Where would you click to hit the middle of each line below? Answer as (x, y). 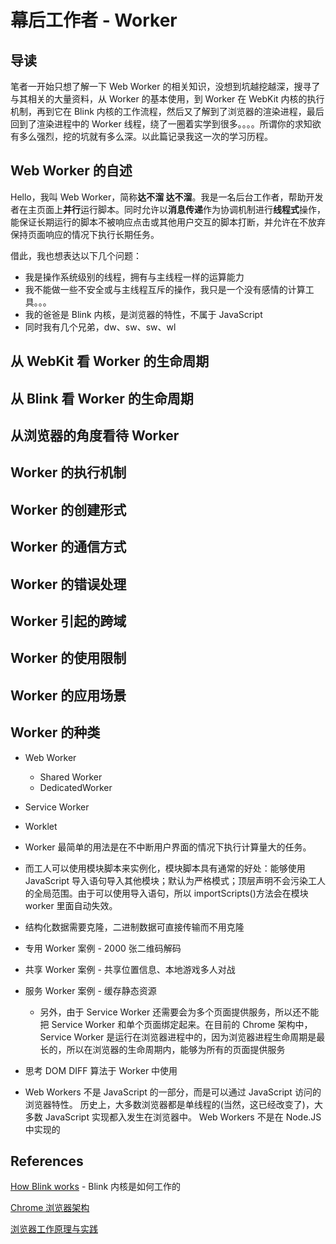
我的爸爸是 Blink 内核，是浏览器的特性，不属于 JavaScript (143, 314)
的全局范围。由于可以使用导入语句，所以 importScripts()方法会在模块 (166, 893)
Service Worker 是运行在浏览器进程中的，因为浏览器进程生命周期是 (178, 1037)
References (47, 1161)
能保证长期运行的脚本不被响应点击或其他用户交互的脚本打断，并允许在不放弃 (168, 222)
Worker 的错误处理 (68, 584)
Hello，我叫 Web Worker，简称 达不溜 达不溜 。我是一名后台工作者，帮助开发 (167, 197)
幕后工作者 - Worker (94, 20)
